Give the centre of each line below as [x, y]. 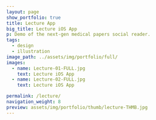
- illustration [31, 52]
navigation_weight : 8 [34, 102]
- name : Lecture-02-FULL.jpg [49, 79]
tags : [13, 40]
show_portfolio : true [34, 18]
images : [16, 62]
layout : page [23, 12]
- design [23, 46]
